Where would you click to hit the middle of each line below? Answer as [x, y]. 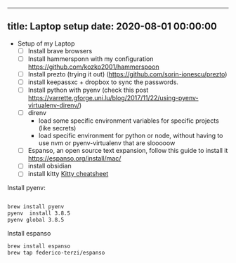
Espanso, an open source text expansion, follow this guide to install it [128, 151]
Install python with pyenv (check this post [88, 90]
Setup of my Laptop [46, 43]
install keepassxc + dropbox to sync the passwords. [103, 82]
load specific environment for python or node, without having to [131, 136]
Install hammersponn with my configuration [91, 59]
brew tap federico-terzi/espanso [56, 252]
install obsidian [50, 166]
